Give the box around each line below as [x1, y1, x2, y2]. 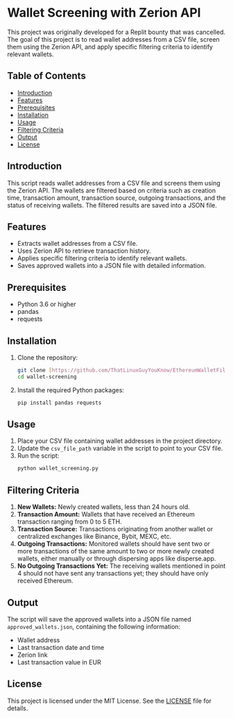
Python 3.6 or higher [17, 300, 76, 308]
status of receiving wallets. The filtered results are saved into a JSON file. [7, 201, 217, 209]
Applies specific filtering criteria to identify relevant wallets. [17, 254, 187, 262]
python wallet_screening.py [17, 465, 98, 472]
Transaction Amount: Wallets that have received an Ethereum [17, 510, 196, 519]
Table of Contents [7, 70, 87, 82]
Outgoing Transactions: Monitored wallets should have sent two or [17, 540, 210, 548]
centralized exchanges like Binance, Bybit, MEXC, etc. [17, 533, 172, 541]
